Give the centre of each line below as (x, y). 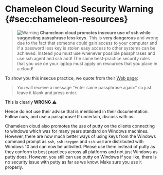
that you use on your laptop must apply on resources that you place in (87, 64)
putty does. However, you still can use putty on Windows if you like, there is (81, 157)
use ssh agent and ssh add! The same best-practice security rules (83, 58)
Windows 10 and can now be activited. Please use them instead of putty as (80, 146)
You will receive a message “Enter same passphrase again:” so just (84, 87)
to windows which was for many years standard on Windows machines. (77, 131)
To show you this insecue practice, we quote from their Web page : (72, 78)
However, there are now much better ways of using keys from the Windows (81, 136)
